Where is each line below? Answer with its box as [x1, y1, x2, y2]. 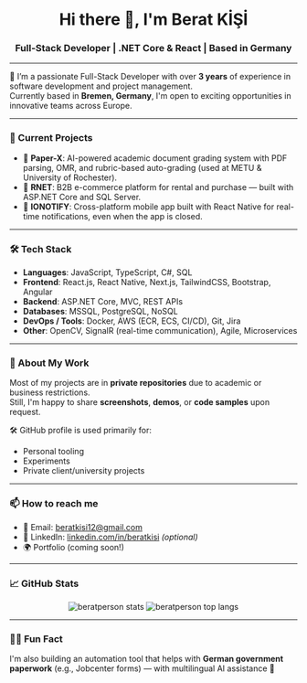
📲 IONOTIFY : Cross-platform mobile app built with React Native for [22, 201, 275, 212]
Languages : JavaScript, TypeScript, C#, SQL [22, 267, 193, 278]
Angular [22, 286, 53, 297]
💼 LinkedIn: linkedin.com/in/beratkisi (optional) [22, 531, 198, 542]
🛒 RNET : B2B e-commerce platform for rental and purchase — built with [22, 181, 294, 192]
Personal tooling [22, 446, 85, 457]
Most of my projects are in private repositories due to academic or [9, 378, 262, 389]
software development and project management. [9, 80, 194, 91]
